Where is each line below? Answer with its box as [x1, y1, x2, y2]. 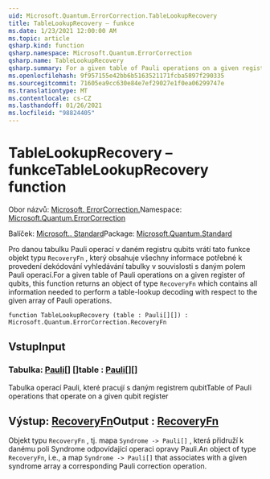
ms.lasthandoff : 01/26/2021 [8, 101, 103, 109]
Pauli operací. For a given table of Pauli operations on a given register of [8, 270, 245, 279]
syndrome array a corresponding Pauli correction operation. [8, 461, 207, 471]
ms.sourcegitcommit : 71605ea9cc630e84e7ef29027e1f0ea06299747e [8, 79, 225, 87]
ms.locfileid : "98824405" [8, 109, 95, 118]
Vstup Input [8, 340, 66, 354]
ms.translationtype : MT [8, 86, 88, 95]
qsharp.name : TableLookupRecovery [8, 57, 125, 65]
